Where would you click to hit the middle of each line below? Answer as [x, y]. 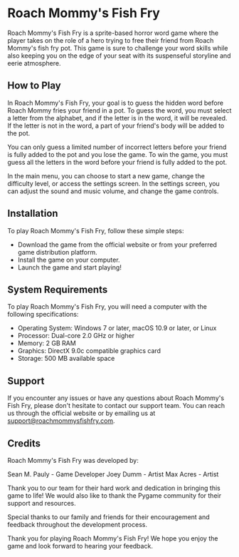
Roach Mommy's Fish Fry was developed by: [73, 460]
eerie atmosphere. [34, 63]
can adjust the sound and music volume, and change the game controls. [113, 191]
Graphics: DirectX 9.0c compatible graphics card [89, 351]
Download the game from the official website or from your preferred [117, 245]
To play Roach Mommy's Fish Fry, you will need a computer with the [107, 307]
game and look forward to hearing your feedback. [80, 546]
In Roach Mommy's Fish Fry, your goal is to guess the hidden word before [116, 103]
